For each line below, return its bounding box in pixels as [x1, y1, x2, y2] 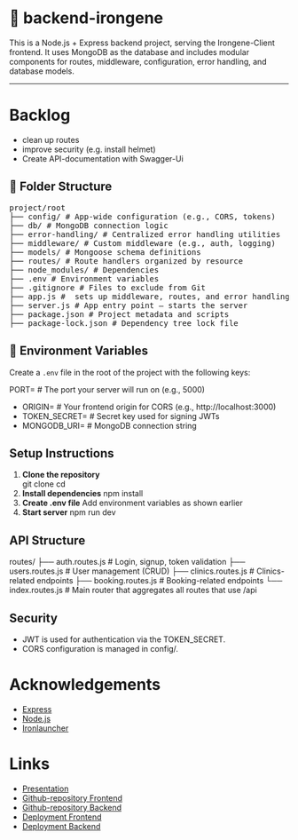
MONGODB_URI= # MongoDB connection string [21, 420, 197, 431]
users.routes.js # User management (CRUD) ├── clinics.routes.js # [9, 566, 255, 576]
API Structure [9, 533, 86, 548]
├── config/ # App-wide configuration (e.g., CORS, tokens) [9, 211, 277, 221]
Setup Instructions [9, 446, 114, 461]
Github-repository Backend [21, 802, 122, 812]
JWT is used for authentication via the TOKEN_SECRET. [21, 634, 226, 645]
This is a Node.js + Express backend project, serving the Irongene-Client [9, 37, 275, 48]
